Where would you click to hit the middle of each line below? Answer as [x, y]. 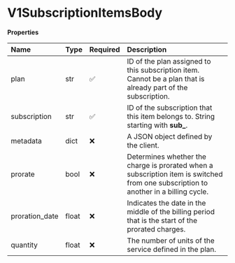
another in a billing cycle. [168, 192]
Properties [23, 32]
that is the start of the [162, 220]
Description [147, 49]
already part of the [157, 87]
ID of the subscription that [170, 108]
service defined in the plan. [172, 249]
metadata [26, 141]
